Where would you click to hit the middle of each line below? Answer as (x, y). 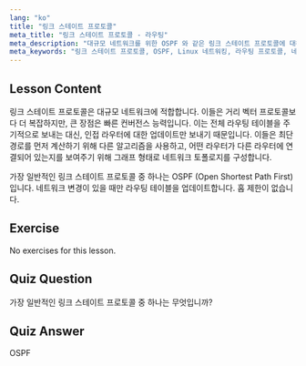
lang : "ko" (30, 18)
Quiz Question (51, 279)
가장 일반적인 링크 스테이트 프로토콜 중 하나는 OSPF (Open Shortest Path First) (152, 176)
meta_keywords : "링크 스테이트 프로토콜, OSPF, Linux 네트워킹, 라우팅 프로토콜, (148, 52)
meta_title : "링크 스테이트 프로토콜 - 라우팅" (89, 35)
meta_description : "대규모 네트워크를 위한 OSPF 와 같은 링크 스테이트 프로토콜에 (148, 43)
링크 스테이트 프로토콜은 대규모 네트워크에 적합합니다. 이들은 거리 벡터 (133, 111)
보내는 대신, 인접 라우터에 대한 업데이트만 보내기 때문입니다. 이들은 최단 (167, 134)
